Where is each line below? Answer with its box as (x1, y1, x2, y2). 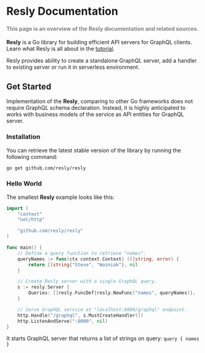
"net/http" (17, 217, 45, 223)
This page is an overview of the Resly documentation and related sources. (6, 25, 199, 32)
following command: (6, 153, 58, 160)
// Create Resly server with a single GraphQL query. (17, 278, 157, 285)
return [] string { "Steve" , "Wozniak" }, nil (28, 262, 138, 268)
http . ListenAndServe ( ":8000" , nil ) (17, 318, 108, 324)
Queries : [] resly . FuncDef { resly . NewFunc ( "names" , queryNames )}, (28, 290, 196, 296)
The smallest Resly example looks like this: (6, 193, 115, 201)
